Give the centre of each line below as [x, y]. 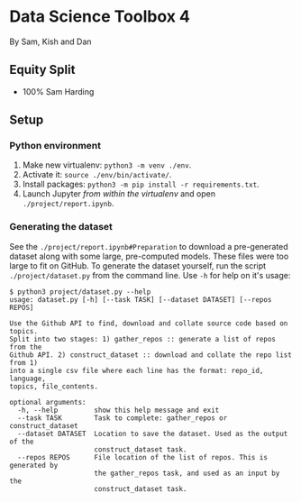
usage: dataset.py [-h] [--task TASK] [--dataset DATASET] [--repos [141, 299]
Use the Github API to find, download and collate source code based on [149, 323]
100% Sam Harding [58, 91]
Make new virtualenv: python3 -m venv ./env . [107, 165]
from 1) [24, 362]
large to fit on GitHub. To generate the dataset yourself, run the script [138, 265]
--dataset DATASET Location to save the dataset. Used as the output [153, 434]
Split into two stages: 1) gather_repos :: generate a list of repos [143, 339]
